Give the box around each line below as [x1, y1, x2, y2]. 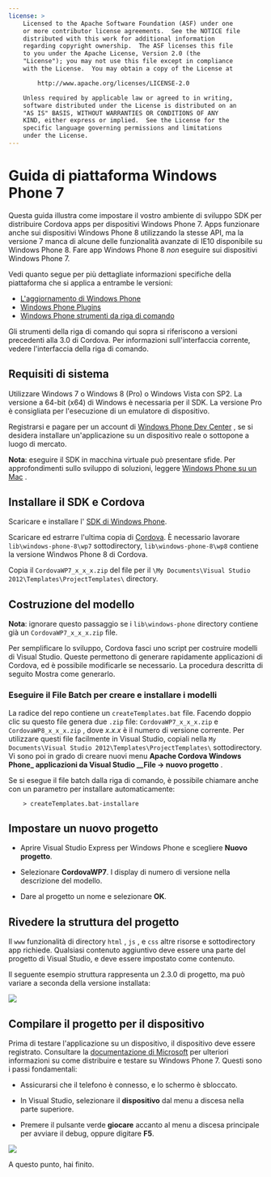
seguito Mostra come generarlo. [8, 670, 116, 679]
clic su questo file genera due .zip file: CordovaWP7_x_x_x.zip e [8, 717, 218, 726]
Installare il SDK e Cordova [8, 495, 146, 509]
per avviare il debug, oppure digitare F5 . [19, 1128, 155, 1138]
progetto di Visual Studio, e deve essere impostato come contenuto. [8, 954, 235, 964]
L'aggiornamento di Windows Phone [19, 293, 142, 303]
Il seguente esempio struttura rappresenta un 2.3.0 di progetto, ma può [8, 969, 245, 979]
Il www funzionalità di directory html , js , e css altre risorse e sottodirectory [8, 937, 256, 947]
